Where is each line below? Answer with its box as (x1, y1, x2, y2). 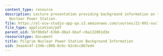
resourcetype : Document (5, 35, 53, 39)
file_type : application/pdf (5, 25, 62, 30)
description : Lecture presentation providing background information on (5, 12, 155, 17)
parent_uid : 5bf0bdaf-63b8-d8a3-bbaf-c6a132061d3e (5, 30, 110, 35)
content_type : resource (5, 7, 53, 12)
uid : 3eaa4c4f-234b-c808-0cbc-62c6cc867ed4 (5, 43, 95, 48)
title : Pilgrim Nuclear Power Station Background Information (5, 39, 133, 44)
